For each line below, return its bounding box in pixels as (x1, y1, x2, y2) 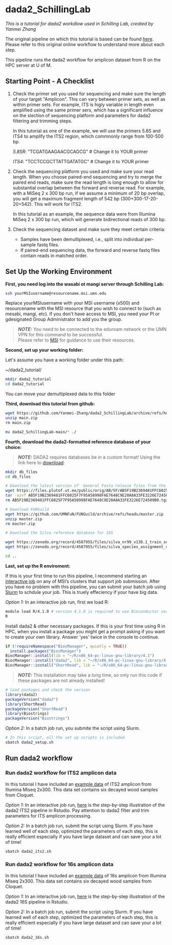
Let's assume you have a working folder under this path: (5, 357, 124, 363)
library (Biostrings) (5, 711, 50, 716)
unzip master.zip (5, 516, 42, 522)
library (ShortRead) (5, 701, 47, 707)
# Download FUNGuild (5, 507, 50, 512)
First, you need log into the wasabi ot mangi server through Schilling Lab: (5, 281, 164, 287)
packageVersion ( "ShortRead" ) (5, 706, 68, 712)
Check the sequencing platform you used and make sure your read (12, 168, 154, 175)
